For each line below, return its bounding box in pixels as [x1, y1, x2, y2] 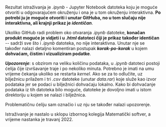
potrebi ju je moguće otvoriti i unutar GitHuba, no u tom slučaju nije [5, 15, 146, 20]
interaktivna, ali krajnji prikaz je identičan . [5, 20, 93, 26]
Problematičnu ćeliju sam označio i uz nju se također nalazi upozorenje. [5, 102, 151, 107]
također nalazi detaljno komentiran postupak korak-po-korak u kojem [5, 46, 148, 51]
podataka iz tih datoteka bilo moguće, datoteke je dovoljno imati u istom [5, 87, 152, 92]
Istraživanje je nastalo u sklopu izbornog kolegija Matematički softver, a [5, 111, 151, 117]
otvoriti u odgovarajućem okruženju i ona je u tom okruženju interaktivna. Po [5, 9, 161, 15]
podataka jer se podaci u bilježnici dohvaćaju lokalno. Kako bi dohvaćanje [5, 81, 156, 87]
